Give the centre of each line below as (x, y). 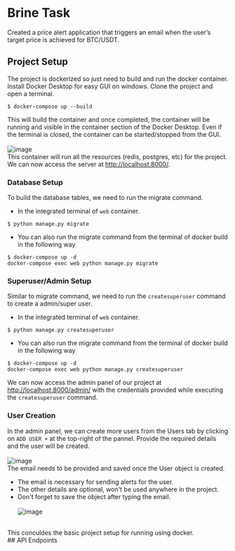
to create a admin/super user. (50, 304)
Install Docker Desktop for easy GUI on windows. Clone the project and (110, 86)
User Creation (32, 416)
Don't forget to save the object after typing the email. (94, 496)
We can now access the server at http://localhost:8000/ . (89, 164)
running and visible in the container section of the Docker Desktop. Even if (115, 127)
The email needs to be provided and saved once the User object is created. (116, 468)
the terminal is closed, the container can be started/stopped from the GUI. (114, 134)
